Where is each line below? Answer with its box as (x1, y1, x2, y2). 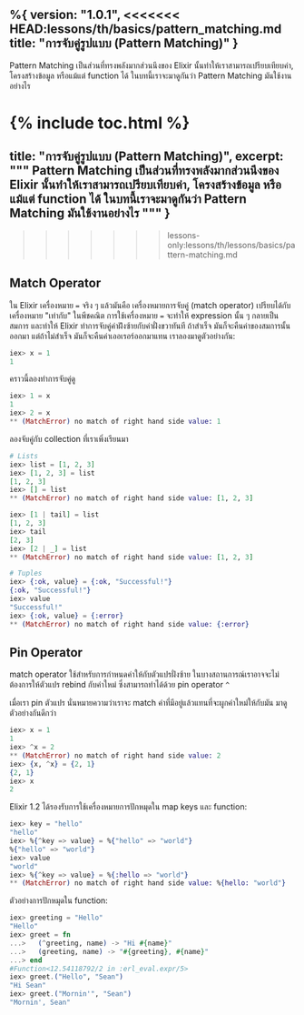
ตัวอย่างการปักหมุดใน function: (9, 895, 109, 906)
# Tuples (9, 568, 43, 578)
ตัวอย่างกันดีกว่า (9, 708, 57, 719)
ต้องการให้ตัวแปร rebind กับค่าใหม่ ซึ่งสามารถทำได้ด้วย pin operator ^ (9, 679, 230, 690)
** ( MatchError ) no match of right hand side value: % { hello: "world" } (9, 879, 286, 888)
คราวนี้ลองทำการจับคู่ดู (9, 373, 76, 385)
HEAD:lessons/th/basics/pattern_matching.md (9, 22, 282, 37)
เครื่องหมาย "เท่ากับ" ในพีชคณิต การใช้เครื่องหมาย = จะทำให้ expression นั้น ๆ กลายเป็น (9, 309, 279, 321)
